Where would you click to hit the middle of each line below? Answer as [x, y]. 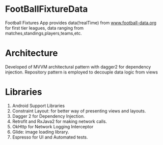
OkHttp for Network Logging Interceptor [53, 126]
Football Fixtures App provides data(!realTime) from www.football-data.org [81, 23]
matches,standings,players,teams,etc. [43, 33]
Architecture [31, 53]
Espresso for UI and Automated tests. [50, 137]
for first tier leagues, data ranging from [44, 28]
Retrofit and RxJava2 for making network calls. [59, 121]
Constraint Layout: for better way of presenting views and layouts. [79, 111]
